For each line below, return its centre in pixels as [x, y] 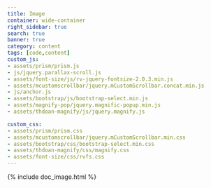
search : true [26, 33]
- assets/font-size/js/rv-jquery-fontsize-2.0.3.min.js [90, 79]
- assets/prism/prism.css [45, 130]
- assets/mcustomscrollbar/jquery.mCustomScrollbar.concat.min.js [106, 86]
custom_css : [24, 124]
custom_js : [23, 60]
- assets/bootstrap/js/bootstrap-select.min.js [78, 99]
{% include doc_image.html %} [52, 177]
